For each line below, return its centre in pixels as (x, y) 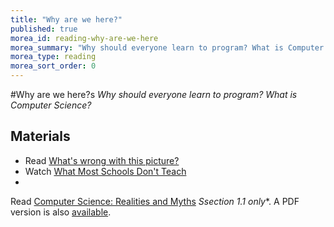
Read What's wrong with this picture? (102, 160)
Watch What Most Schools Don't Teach (105, 171)
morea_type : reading (53, 57)
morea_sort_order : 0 (53, 66)
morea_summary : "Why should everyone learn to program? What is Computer (167, 47)
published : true (44, 29)
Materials (40, 136)
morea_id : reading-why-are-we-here (84, 38)
